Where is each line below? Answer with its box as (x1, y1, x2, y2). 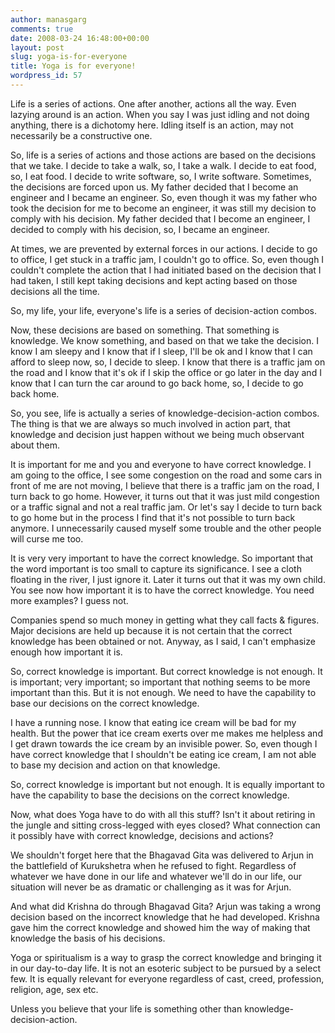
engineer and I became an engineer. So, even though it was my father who (10, 191, 318, 203)
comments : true (10, 24, 74, 34)
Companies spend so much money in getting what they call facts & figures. (10, 614, 320, 626)
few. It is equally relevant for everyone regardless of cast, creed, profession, (10, 972, 325, 985)
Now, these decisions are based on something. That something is (10, 324, 280, 336)
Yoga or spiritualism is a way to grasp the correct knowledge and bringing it (10, 951, 322, 963)
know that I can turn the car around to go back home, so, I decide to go (10, 377, 304, 389)
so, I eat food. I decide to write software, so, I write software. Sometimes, (10, 170, 312, 182)
